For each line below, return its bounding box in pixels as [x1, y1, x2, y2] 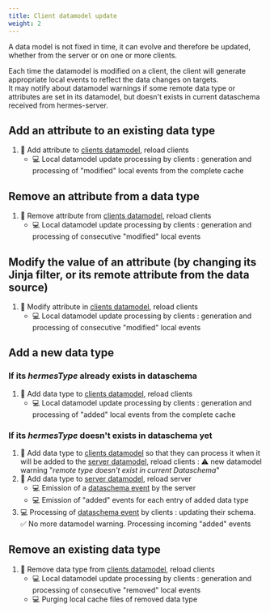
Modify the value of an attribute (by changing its [8, 255, 257, 269]
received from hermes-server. [8, 100, 109, 110]
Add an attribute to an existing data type [8, 123, 216, 138]
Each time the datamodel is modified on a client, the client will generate [8, 66, 247, 75]
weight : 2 [8, 19, 42, 28]
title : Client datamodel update [8, 11, 117, 20]
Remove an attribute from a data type [8, 189, 200, 203]
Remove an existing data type [8, 543, 161, 557]
